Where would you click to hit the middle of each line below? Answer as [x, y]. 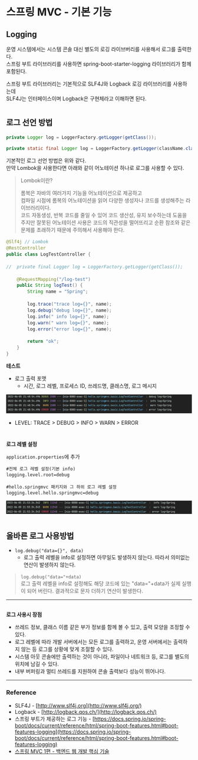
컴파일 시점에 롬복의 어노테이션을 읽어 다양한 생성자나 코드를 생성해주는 [102, 201]
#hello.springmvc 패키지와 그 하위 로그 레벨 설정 [61, 487]
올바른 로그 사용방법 [40, 535]
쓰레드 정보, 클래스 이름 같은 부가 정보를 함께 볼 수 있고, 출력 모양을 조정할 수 [102, 627]
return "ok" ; [43, 342]
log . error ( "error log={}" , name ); [70, 329]
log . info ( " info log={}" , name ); [68, 316]
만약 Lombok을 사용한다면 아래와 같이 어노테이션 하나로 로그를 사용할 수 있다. [95, 168]
